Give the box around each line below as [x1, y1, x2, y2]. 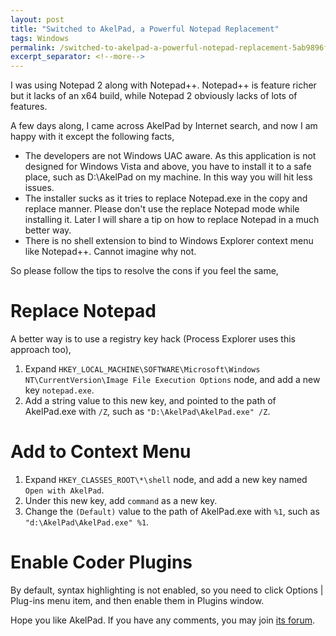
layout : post [10, 14, 65, 25]
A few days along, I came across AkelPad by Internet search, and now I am [10, 120, 318, 132]
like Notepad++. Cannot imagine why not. [24, 246, 197, 258]
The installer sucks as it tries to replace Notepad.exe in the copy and [24, 192, 308, 205]
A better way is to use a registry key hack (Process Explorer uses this [10, 333, 296, 345]
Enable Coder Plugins [10, 551, 193, 574]
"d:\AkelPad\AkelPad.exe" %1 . [24, 516, 150, 528]
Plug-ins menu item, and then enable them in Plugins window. [10, 594, 265, 606]
